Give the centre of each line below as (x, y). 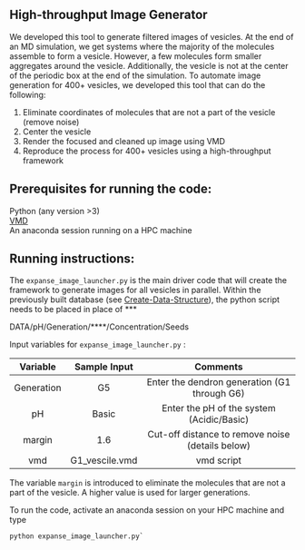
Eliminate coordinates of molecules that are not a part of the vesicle (149, 112)
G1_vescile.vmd (104, 460)
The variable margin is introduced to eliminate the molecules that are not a (148, 483)
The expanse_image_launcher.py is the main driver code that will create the (148, 280)
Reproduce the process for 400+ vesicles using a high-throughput (147, 151)
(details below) (219, 446)
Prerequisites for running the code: (111, 189)
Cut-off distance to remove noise (219, 435)
